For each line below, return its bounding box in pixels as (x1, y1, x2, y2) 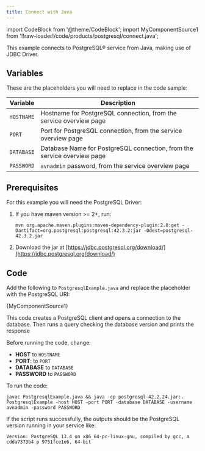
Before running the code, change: (6, 339, 92, 347)
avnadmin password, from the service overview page (40, 162, 190, 170)
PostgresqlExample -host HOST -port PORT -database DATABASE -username (6, 399, 192, 406)
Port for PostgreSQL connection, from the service (40, 126, 182, 135)
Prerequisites (6, 182, 59, 193)
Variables (6, 68, 44, 79)
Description (100, 99, 135, 107)
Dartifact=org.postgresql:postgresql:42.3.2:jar (15, 228, 142, 234)
